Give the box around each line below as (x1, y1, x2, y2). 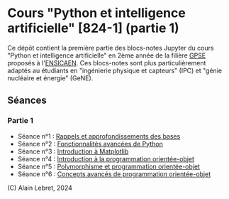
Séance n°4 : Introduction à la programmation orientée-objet (17, 154, 195, 163)
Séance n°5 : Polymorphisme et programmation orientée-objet (17, 162, 201, 171)
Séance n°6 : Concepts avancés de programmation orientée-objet (17, 169, 211, 178)
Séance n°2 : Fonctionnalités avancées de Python (17, 139, 163, 148)
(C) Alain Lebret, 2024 (7, 183, 73, 192)
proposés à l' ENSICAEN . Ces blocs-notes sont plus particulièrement (7, 58, 206, 67)
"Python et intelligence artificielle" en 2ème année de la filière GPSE (7, 51, 206, 60)
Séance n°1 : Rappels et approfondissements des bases (17, 131, 181, 140)
